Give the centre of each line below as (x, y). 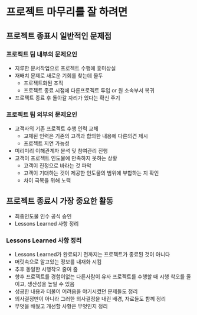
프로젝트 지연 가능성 (46, 143)
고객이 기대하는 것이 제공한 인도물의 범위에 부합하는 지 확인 (91, 173)
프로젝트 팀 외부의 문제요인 (42, 114)
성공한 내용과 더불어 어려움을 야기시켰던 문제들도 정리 (76, 291)
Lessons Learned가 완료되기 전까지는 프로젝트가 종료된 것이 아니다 (92, 255)
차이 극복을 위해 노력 (47, 181)
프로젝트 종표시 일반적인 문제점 (59, 36)
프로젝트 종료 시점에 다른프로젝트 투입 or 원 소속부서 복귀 (89, 90)
